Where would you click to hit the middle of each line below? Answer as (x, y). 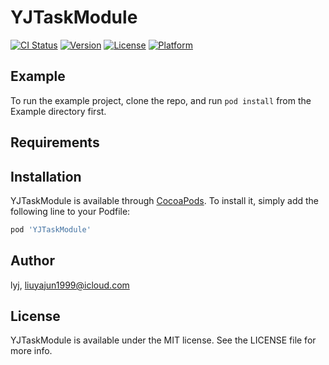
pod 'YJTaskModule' (51, 229)
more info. (31, 351)
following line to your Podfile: (70, 211)
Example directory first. (58, 111)
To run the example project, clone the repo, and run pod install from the (161, 100)
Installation (46, 176)
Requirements (55, 142)
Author (32, 261)
